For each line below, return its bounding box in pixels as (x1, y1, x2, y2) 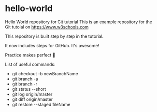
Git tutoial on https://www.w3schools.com (5, 24, 89, 29)
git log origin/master (12, 91, 53, 97)
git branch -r (12, 81, 38, 87)
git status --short (12, 86, 46, 92)
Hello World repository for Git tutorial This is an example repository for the (5, 19, 153, 25)
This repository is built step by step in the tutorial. (5, 33, 104, 39)
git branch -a (12, 76, 38, 82)
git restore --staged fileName (12, 101, 71, 107)
